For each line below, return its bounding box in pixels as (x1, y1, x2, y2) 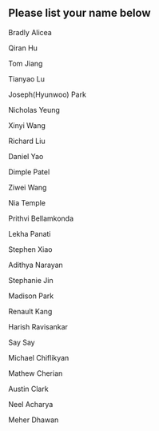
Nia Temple (8, 198, 46, 207)
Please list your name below (8, 6, 151, 20)
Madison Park (8, 291, 54, 301)
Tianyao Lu (8, 74, 46, 83)
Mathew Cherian (8, 368, 63, 378)
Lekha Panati (8, 229, 51, 238)
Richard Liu (8, 136, 46, 146)
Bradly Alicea (8, 27, 52, 37)
